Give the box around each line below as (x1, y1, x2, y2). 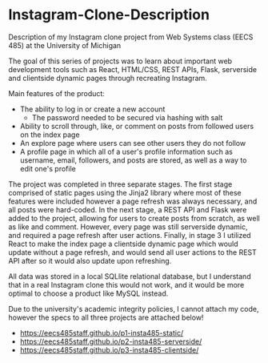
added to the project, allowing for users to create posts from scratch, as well (8, 213, 260, 223)
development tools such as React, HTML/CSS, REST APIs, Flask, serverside (8, 64, 258, 74)
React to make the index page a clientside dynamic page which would (8, 239, 238, 248)
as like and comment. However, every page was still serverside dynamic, (8, 222, 248, 232)
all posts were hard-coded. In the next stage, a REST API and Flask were (8, 204, 247, 214)
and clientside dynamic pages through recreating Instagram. (8, 73, 208, 83)
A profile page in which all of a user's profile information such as (19, 147, 234, 156)
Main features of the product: (8, 88, 106, 98)
